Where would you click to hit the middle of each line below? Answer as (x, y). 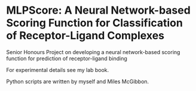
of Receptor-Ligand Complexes (85, 36)
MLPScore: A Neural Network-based (99, 10)
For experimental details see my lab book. (58, 70)
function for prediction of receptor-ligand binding (67, 58)
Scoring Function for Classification (95, 23)
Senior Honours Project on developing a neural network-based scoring (93, 52)
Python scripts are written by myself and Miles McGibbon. (78, 81)
